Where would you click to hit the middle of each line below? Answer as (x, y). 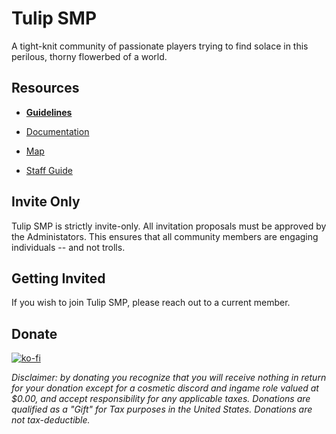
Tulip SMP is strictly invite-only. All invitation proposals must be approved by (169, 226)
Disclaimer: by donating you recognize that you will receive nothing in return (169, 378)
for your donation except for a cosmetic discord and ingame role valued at (165, 388)
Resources (45, 88)
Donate (34, 333)
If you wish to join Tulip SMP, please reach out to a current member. (151, 303)
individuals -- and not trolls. (68, 247)
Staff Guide (49, 170)
